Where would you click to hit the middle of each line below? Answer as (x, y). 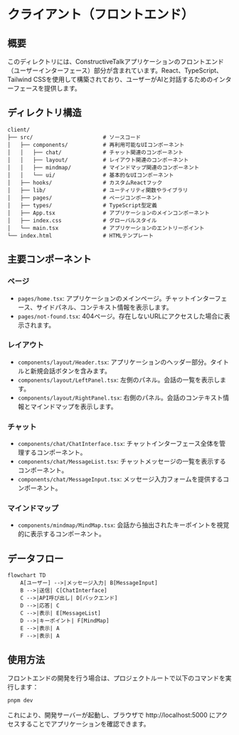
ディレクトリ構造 (44, 113)
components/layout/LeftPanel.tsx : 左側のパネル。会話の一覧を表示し (119, 380)
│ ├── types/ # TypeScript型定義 (83, 205)
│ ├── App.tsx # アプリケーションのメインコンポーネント (108, 213)
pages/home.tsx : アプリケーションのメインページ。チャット (104, 298)
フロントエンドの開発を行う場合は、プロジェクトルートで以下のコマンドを (116, 678)
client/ (19, 130)
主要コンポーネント (49, 260)
